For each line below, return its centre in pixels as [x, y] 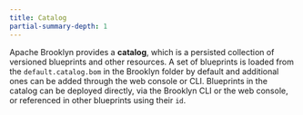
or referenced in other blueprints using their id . [98, 100]
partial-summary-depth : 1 [58, 26]
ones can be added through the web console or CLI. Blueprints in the [139, 81]
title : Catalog [38, 18]
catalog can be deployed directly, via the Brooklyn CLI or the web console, [149, 91]
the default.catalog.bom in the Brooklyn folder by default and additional [144, 71]
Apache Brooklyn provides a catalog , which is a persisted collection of [142, 52]
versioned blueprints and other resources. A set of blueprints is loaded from [151, 62]
